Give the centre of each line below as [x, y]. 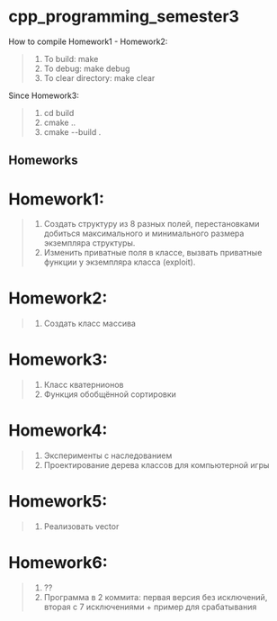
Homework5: [58, 502]
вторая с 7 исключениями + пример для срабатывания [150, 607]
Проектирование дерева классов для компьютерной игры [156, 465]
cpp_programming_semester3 [124, 17]
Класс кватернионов [84, 385]
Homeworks [43, 161]
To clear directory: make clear [99, 77]
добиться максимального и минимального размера [144, 234]
